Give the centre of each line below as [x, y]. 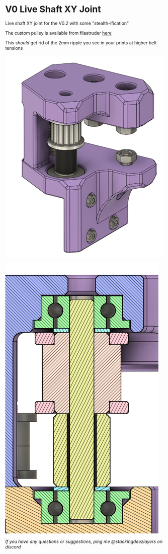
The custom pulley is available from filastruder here [58, 33]
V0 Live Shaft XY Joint [53, 9]
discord [13, 547]
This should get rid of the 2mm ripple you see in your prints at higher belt [81, 43]
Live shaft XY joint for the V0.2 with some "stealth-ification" [67, 23]
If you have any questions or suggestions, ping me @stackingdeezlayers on [84, 541]
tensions [14, 48]
